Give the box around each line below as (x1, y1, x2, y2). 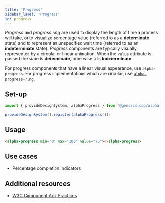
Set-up (5, 90, 27, 98)
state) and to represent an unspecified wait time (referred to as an (5, 40, 138, 46)
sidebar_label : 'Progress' (5, 12, 60, 17)
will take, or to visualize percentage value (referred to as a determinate (5, 35, 150, 41)
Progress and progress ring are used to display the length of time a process (5, 30, 158, 36)
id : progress (5, 16, 32, 21)
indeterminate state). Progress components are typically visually (5, 45, 137, 52)
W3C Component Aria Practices (12, 193, 77, 199)
